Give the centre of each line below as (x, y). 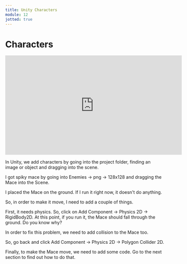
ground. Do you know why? (34, 223)
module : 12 (17, 15)
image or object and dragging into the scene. (52, 168)
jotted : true (19, 19)
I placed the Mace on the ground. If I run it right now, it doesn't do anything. (84, 192)
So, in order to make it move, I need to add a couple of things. (69, 202)
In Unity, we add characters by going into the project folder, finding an (78, 162)
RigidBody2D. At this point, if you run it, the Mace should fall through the (80, 217)
